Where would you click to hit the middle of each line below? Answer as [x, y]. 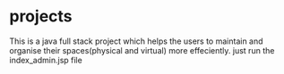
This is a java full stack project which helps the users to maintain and [136, 41]
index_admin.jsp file [46, 60]
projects [41, 16]
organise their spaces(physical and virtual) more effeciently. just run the [142, 50]
